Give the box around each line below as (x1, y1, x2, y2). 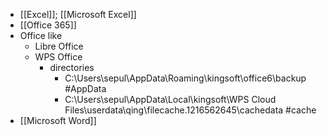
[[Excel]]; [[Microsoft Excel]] (19, 9, 137, 20)
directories (49, 62, 95, 73)
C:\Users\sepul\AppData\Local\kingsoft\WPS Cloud (64, 94, 277, 105)
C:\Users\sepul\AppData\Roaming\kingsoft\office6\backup (64, 72, 307, 84)
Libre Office (34, 40, 84, 52)
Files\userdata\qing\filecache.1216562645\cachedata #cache (64, 104, 317, 116)
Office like (19, 30, 63, 41)
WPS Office (34, 51, 83, 63)
